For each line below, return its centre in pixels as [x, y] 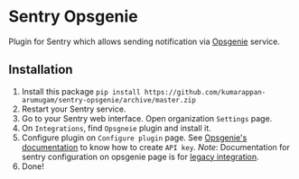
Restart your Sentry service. [74, 109]
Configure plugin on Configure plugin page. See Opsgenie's [134, 138]
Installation [41, 70]
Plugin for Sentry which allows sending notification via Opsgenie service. [145, 41]
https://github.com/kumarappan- [205, 92]
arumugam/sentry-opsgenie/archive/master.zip [108, 100]
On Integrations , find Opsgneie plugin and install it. [116, 128]
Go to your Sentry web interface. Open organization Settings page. [147, 118]
